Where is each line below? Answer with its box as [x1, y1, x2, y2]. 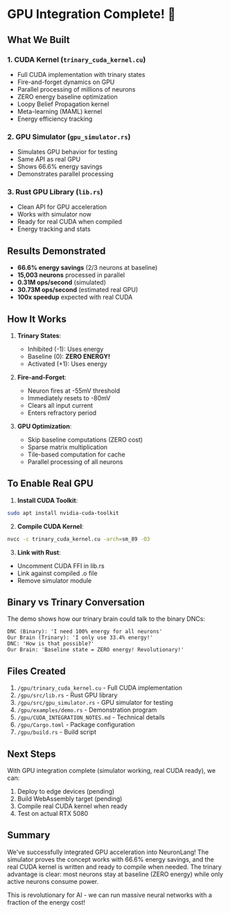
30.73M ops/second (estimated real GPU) [17, 286, 139, 294]
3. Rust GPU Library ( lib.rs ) [7, 187, 103, 197]
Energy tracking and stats [17, 225, 91, 233]
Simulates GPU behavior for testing [17, 148, 118, 156]
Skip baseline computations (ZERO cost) [27, 436, 143, 444]
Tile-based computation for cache [27, 450, 126, 459]
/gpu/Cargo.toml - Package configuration [17, 721, 135, 729]
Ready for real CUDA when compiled [17, 218, 123, 226]
